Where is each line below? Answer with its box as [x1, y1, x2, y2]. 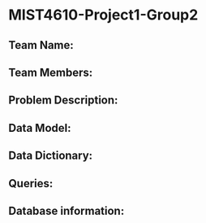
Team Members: [8, 65, 93, 79]
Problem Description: [8, 94, 118, 107]
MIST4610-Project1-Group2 [8, 6, 199, 24]
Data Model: [8, 120, 71, 135]
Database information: [8, 203, 125, 217]
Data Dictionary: [8, 149, 93, 163]
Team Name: [8, 38, 75, 52]
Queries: [8, 177, 54, 190]
